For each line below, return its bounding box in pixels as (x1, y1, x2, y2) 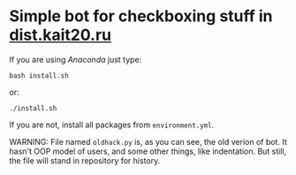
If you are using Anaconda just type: (9, 54, 142, 65)
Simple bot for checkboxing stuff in (9, 6, 273, 27)
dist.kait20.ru (9, 25, 112, 45)
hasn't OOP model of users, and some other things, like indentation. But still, (9, 146, 287, 156)
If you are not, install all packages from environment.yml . (9, 119, 215, 130)
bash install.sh (9, 71, 69, 80)
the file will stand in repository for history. (9, 155, 161, 165)
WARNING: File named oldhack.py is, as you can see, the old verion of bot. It (9, 136, 287, 147)
